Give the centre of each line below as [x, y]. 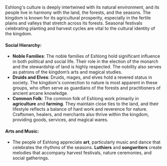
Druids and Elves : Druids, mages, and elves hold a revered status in [82, 77]
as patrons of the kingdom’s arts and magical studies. [67, 72]
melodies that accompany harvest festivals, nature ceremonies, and [82, 153]
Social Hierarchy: [23, 45]
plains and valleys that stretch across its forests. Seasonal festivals [74, 23]
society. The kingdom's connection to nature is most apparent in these [85, 83]
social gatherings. [31, 158]
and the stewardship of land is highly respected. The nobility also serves [87, 67]
